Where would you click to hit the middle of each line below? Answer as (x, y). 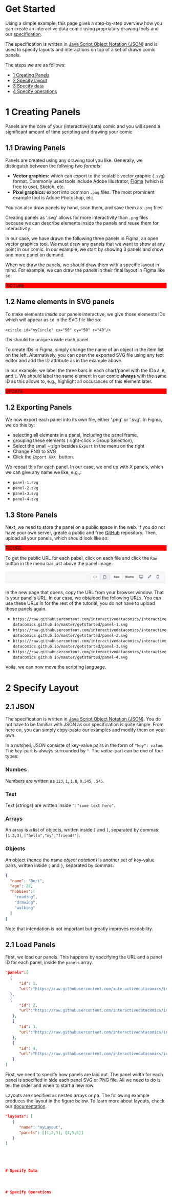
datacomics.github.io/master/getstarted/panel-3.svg (70, 647)
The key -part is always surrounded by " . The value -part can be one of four (84, 751)
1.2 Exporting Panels (39, 407)
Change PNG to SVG (34, 451)
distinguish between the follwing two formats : (54, 165)
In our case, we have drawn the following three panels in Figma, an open (82, 238)
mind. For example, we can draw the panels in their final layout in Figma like (85, 270)
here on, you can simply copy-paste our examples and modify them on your (85, 730)
